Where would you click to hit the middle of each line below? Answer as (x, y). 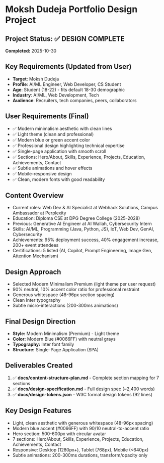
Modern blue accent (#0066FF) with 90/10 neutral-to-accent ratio (81, 428)
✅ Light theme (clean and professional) (53, 134)
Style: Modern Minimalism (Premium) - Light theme (66, 334)
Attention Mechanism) (35, 256)
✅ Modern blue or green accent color (51, 140)
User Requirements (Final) (47, 117)
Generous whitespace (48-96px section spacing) (63, 295)
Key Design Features (38, 411)
